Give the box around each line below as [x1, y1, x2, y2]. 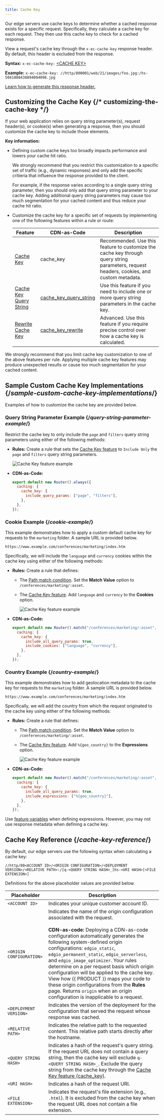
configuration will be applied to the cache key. [48, 969, 154, 976]
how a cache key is [100, 333, 144, 340]
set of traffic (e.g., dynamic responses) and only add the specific [12, 167, 143, 174]
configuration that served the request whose [48, 1008, 150, 1015]
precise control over [100, 327, 146, 334]
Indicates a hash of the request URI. [48, 1080, 130, 1087]
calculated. [100, 339, 125, 346]
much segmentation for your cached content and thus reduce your [12, 198, 146, 203]
